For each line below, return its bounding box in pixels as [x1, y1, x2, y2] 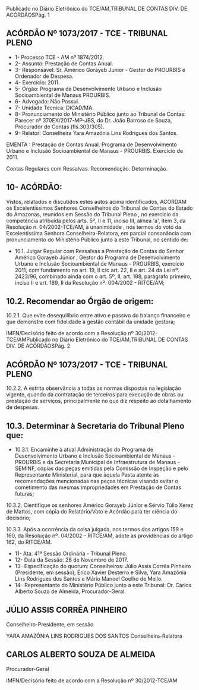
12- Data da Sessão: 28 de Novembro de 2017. [14, 556, 128, 563]
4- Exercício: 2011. [14, 78, 61, 86]
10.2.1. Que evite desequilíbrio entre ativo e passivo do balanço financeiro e [6, 312, 191, 319]
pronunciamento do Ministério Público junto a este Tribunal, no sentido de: [6, 236, 189, 243]
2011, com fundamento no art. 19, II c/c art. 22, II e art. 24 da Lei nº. [14, 266, 180, 273]
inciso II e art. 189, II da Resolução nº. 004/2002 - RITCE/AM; [14, 279, 165, 286]
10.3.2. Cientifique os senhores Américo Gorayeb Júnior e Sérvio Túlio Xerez [6, 502, 194, 509]
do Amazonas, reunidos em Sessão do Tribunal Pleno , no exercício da [6, 210, 179, 218]
